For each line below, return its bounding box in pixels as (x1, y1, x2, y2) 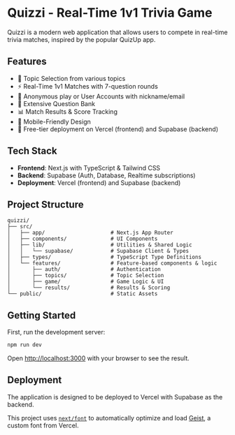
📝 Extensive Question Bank (17, 99, 96, 108)
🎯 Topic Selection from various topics (17, 74, 126, 82)
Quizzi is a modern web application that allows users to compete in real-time (7, 28, 228, 36)
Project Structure (7, 198, 84, 210)
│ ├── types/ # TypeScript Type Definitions (7, 253, 201, 261)
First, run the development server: (7, 328, 106, 337)
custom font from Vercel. (7, 421, 79, 429)
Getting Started (7, 309, 76, 321)
